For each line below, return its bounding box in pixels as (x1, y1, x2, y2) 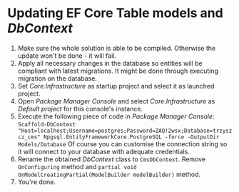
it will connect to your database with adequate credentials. (17, 147, 190, 156)
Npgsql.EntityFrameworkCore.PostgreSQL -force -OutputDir (44, 133, 220, 141)
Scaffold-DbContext (17, 121, 76, 128)
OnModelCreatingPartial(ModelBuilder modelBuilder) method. (17, 170, 201, 178)
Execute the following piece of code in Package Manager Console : (17, 112, 215, 121)
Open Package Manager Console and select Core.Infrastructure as (17, 96, 215, 105)
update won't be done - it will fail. (17, 51, 116, 60)
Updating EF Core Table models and (7, 5, 223, 21)
